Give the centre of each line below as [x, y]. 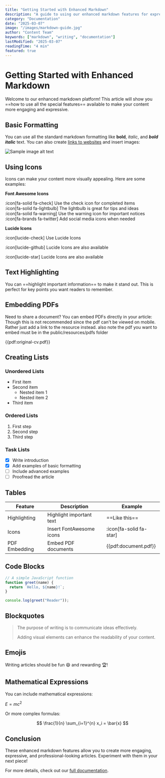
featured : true [21, 51]
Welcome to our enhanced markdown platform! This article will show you [79, 99]
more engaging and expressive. [37, 110]
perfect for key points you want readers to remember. [59, 289]
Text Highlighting [32, 273]
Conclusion [23, 738]
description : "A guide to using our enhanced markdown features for [77, 14]
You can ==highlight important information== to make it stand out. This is [79, 284]
